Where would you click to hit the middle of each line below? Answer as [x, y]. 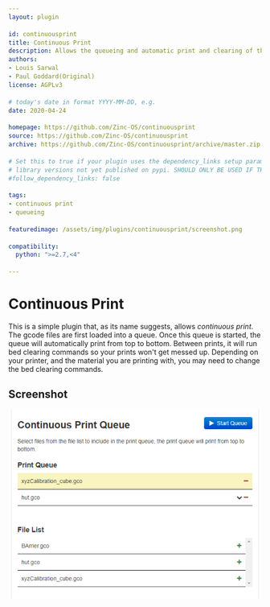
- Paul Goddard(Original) [51, 76]
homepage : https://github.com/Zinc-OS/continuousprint [102, 128]
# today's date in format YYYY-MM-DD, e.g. [82, 102]
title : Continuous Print [50, 43]
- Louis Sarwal [34, 68]
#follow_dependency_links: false [64, 178]
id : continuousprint [43, 34]
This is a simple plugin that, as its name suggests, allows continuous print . [131, 326]
